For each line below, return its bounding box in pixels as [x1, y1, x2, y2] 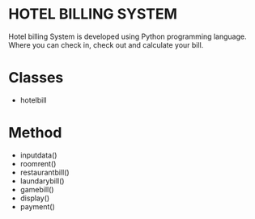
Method [8, 124, 62, 142]
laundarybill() [19, 175, 65, 186]
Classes [8, 69, 64, 87]
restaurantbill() [19, 167, 70, 177]
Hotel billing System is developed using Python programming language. [8, 32, 247, 41]
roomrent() [19, 158, 57, 168]
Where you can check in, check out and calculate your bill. [8, 40, 204, 49]
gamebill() [19, 184, 54, 194]
